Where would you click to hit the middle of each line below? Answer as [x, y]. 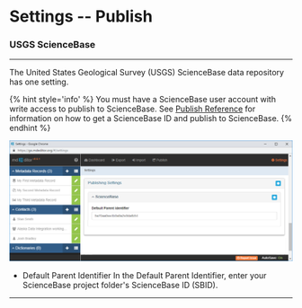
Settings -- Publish [81, 17]
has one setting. [39, 82]
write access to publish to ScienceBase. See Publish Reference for [133, 109]
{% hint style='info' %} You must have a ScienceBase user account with [143, 100]
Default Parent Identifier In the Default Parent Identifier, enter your [144, 275]
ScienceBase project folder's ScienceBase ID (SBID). [120, 285]
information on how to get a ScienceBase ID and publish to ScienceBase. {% [151, 119]
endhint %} [30, 128]
